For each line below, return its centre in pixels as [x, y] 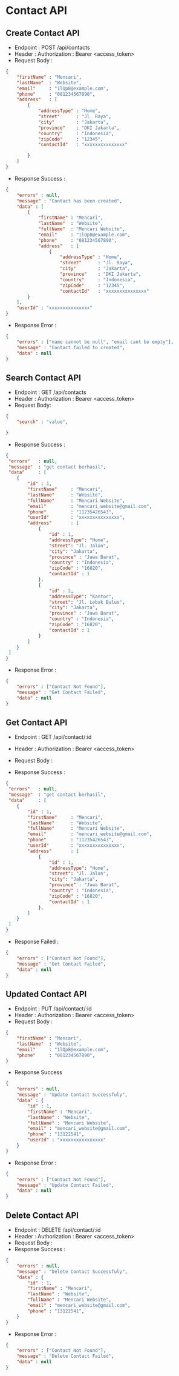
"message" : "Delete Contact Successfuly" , [72, 1271]
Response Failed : [37, 941]
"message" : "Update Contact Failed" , [65, 1185]
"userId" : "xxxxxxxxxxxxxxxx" [67, 1140]
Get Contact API [37, 722]
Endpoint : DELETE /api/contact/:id [57, 1230]
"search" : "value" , [42, 422]
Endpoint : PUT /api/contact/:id [53, 1009]
